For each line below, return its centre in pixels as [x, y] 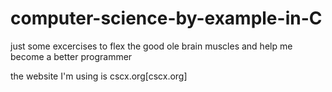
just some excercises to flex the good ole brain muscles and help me [151, 46]
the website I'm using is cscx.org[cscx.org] [99, 76]
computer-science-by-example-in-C [166, 18]
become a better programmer [71, 56]
